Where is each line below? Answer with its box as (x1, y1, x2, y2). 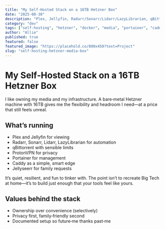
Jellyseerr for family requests (12, 165, 72, 171)
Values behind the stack (5, 195, 81, 203)
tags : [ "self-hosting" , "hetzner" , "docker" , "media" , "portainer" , (5, 26, 148, 31)
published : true (5, 35, 38, 40)
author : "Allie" (5, 30, 38, 35)
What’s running (5, 121, 54, 130)
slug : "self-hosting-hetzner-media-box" (5, 48, 89, 53)
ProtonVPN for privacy (12, 150, 58, 156)
